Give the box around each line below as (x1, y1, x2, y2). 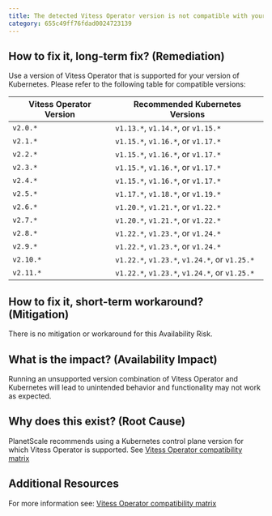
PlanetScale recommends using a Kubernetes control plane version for (8, 436, 244, 446)
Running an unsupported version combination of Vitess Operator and (8, 373, 239, 383)
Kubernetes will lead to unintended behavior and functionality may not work (8, 382, 261, 392)
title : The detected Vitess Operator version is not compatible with (8, 11, 249, 20)
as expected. (8, 390, 52, 401)
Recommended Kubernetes (133, 99, 241, 110)
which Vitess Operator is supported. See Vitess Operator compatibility (8, 445, 243, 454)
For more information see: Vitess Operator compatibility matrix (8, 498, 217, 508)
